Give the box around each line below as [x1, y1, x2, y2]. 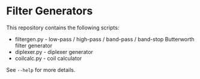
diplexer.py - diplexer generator [14, 48, 93, 55]
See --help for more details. [6, 66, 76, 73]
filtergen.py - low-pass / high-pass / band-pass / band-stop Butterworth [14, 35, 195, 42]
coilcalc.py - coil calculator [14, 54, 82, 62]
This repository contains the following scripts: [6, 24, 120, 31]
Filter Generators [6, 4, 93, 18]
